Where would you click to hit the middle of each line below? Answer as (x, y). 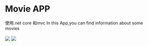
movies (12, 28)
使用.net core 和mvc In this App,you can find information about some (74, 23)
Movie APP (28, 9)
